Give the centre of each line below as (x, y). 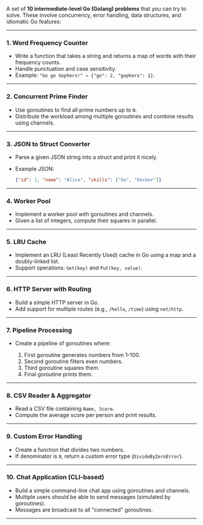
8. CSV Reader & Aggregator (49, 395)
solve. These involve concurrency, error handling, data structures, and (94, 15)
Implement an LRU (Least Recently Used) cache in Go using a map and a (105, 255)
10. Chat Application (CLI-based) (55, 477)
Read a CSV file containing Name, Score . (65, 409)
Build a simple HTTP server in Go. (57, 302)
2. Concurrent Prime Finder (47, 97)
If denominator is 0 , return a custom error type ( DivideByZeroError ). (99, 456)
